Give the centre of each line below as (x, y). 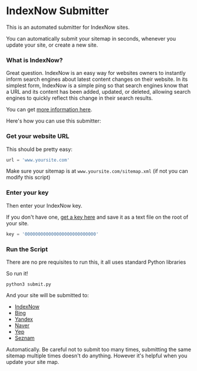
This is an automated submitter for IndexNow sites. (68, 27)
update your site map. (33, 362)
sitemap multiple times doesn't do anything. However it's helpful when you (97, 356)
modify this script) (28, 178)
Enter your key (27, 193)
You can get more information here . (49, 110)
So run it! (17, 273)
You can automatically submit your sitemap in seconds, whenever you (91, 38)
